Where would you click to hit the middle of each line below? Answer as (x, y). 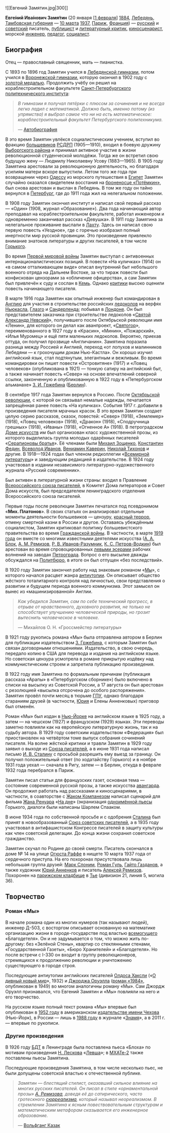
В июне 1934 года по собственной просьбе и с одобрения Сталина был (83, 817)
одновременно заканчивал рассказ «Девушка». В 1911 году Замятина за (84, 219)
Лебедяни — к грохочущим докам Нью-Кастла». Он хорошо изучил (79, 352)
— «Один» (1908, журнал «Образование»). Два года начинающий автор (83, 208)
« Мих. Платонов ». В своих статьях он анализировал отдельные (75, 511)
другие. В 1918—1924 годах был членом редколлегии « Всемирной (77, 454)
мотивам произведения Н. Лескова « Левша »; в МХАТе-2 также (74, 1052)
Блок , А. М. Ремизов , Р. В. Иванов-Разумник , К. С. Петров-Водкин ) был (83, 544)
